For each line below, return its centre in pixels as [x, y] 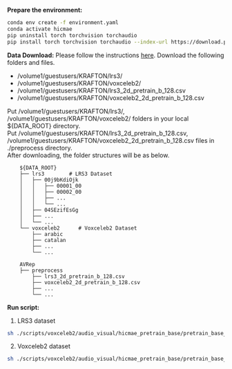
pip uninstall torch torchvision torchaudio [72, 35]
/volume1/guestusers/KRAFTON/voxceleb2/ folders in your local [98, 118]
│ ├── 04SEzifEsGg [49, 210]
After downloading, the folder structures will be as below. [88, 155]
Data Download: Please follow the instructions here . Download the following [116, 55]
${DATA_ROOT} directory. [44, 126]
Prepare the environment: [45, 10]
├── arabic [48, 234]
